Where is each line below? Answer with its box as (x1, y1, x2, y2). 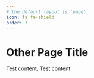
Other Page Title (6, 45, 88, 59)
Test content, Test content (6, 65, 71, 72)
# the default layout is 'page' (6, 8, 86, 15)
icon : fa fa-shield (6, 14, 55, 20)
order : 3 (6, 20, 28, 26)
